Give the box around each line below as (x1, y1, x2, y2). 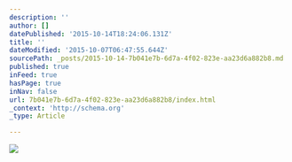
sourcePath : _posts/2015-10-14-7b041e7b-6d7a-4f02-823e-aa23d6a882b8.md (9, 54, 284, 63)
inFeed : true (9, 71, 58, 80)
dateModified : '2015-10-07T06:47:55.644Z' (9, 46, 169, 55)
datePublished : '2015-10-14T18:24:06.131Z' (9, 29, 173, 38)
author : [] (9, 21, 50, 30)
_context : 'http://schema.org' (9, 104, 125, 112)
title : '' (9, 37, 46, 47)
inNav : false (9, 87, 58, 96)
